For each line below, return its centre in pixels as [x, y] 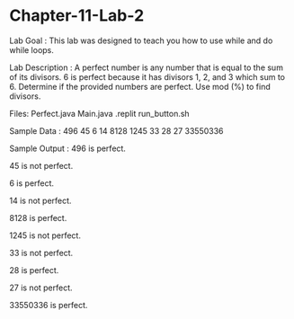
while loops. [31, 49]
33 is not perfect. [41, 253]
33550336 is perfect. [49, 305]
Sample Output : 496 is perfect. [67, 148]
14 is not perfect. [40, 200]
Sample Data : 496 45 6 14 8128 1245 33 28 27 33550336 [116, 130]
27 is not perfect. [41, 288]
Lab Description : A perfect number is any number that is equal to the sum [146, 67]
